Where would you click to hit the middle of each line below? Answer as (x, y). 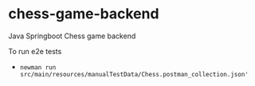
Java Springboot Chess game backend (72, 36)
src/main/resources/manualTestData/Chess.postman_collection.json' (134, 74)
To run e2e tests (35, 51)
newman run (38, 67)
